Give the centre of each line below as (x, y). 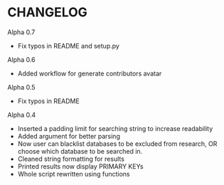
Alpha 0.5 (21, 87)
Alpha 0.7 (21, 32)
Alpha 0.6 (21, 59)
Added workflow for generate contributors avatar (90, 73)
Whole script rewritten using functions (74, 174)
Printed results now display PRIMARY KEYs (80, 166)
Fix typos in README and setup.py (68, 46)
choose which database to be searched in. (80, 151)
